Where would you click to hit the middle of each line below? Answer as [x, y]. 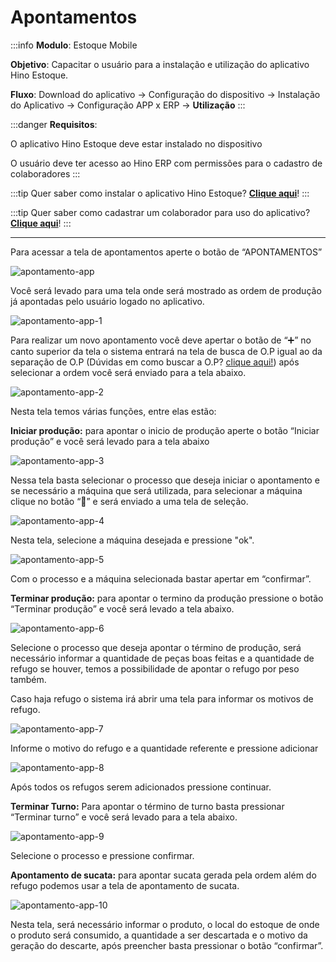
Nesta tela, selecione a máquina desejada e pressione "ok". [132, 540]
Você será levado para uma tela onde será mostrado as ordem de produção [166, 290]
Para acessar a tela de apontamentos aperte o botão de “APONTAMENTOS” [166, 252]
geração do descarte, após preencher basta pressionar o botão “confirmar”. [167, 945]
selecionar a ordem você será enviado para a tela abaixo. [128, 372]
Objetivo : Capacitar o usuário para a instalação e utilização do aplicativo [160, 64]
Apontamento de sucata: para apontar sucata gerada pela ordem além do [163, 875]
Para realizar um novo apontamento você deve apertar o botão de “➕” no [161, 340]
